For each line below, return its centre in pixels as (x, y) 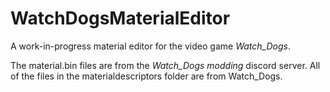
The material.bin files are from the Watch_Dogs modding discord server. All (165, 65)
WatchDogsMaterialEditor (120, 18)
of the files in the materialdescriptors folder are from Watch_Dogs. (146, 76)
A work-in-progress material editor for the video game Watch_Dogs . (150, 46)
